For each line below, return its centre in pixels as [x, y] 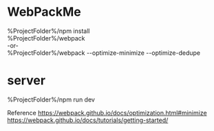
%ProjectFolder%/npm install [49, 31]
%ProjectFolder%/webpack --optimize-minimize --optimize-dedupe [104, 53]
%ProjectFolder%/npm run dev [51, 99]
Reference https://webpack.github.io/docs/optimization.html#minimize [107, 112]
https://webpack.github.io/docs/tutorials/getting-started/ [88, 120]
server [26, 81]
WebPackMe [44, 12]
